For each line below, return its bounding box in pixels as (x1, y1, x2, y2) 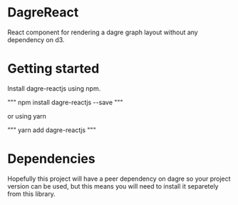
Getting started (7, 61, 100, 77)
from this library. (7, 189, 56, 198)
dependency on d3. (7, 35, 65, 44)
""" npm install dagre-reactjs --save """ (7, 98, 123, 106)
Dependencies (7, 151, 95, 167)
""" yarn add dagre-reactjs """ (7, 126, 96, 134)
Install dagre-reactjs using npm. (7, 84, 101, 93)
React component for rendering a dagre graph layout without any (7, 28, 198, 36)
